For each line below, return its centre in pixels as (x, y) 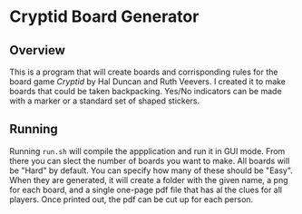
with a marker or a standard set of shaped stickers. (105, 101)
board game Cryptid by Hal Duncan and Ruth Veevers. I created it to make (148, 82)
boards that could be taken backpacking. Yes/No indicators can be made (146, 91)
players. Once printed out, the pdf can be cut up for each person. (132, 199)
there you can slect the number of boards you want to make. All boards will (150, 160)
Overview (38, 50)
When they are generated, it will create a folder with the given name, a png (149, 180)
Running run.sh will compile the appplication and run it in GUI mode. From (147, 151)
